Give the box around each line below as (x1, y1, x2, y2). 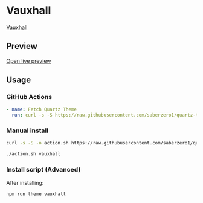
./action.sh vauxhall (6, 151, 61, 157)
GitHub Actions (6, 93, 53, 101)
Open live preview (6, 57, 51, 64)
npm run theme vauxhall (6, 191, 66, 197)
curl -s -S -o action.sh (6, 140, 69, 146)
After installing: (6, 179, 44, 186)
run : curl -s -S (11, 112, 53, 118)
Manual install (6, 126, 49, 135)
